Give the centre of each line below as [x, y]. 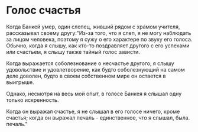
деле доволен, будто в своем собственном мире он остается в [86, 76]
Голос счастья [43, 10]
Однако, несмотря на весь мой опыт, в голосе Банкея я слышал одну [94, 94]
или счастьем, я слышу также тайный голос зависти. [73, 51]
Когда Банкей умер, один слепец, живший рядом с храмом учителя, [93, 27]
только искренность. [33, 100]
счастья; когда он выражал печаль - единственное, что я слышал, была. [98, 117]
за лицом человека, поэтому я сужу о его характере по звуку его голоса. [99, 39]
